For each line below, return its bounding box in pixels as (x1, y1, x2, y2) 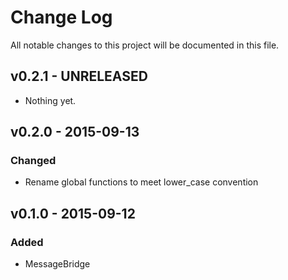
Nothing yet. (24, 94, 77, 106)
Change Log (10, 6, 113, 29)
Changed (10, 154, 57, 168)
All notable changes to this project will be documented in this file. (10, 39, 280, 51)
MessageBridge (24, 258, 91, 270)
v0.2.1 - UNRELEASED (10, 68, 148, 85)
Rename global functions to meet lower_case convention (24, 176, 259, 188)
